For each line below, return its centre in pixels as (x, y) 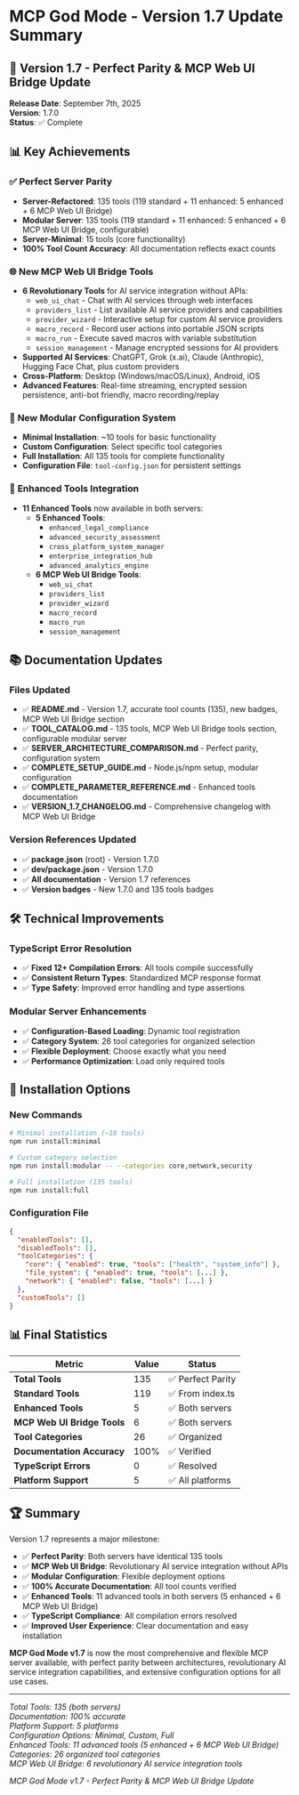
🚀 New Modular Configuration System (93, 417)
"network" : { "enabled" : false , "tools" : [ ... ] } (119, 1282)
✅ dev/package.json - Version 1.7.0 (88, 869)
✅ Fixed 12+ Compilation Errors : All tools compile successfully (137, 968)
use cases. (29, 1682)
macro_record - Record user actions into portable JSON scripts (149, 328)
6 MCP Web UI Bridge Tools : (88, 574)
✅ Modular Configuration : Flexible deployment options (123, 1576)
